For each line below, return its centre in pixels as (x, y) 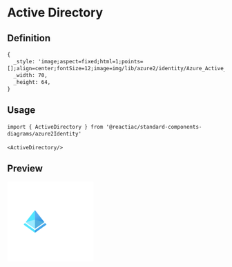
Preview (25, 169)
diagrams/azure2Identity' (44, 133)
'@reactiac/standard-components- (154, 127)
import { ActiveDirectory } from (55, 127)
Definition (29, 38)
